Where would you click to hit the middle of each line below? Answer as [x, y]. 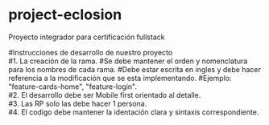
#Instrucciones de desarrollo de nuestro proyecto [91, 52]
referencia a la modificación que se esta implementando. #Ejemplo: [120, 78]
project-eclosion [65, 15]
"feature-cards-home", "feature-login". [73, 87]
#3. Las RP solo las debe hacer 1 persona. [78, 103]
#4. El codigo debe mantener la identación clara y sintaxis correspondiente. [134, 112]
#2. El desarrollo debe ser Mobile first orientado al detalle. [105, 95]
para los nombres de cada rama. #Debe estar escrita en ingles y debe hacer [135, 69]
